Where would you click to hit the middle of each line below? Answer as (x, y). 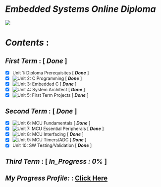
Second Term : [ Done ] (41, 111)
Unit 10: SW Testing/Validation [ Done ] (52, 145)
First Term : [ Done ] (36, 61)
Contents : (27, 43)
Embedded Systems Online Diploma (80, 9)
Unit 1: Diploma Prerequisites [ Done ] (51, 72)
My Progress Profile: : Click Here (56, 178)
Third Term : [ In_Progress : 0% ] (56, 161)
